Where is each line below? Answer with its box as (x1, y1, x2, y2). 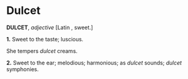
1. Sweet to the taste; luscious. (6, 35, 84, 43)
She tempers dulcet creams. (6, 47, 78, 55)
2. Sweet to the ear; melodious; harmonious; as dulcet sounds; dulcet (6, 59, 182, 66)
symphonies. (6, 65, 39, 73)
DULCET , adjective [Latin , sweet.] (6, 24, 93, 31)
